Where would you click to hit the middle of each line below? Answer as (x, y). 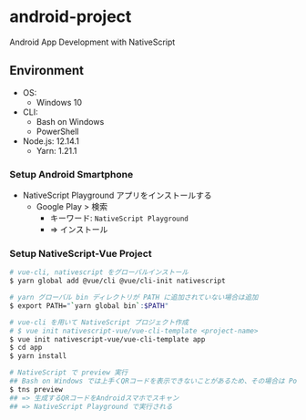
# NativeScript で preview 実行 (69, 373)
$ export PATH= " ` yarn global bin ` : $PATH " (89, 306)
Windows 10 (59, 102)
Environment (47, 71)
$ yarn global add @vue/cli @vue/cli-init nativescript (117, 281)
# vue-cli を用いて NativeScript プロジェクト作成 (99, 322)
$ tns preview (36, 389)
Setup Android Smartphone (71, 174)
